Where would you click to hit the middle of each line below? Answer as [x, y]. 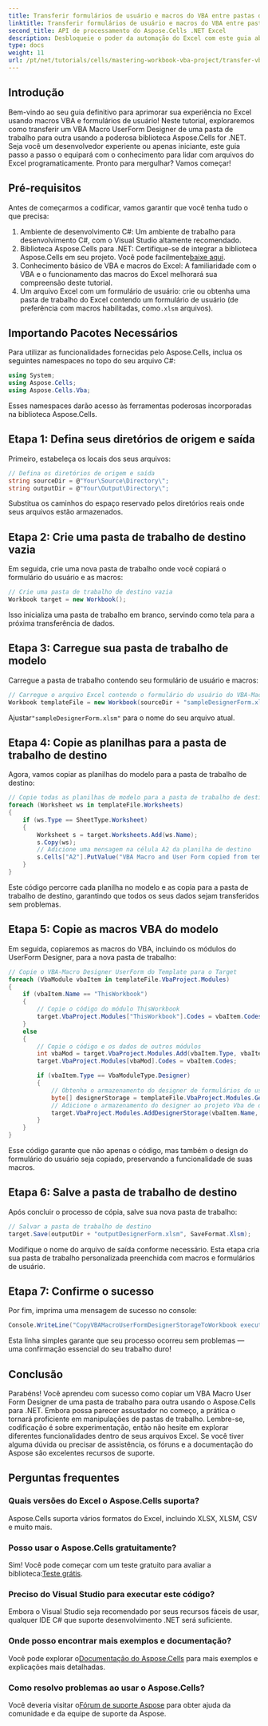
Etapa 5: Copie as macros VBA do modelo [114, 929]
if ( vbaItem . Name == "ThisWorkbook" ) [85, 994]
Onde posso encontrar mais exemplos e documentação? [120, 1641]
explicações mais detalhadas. [57, 1667]
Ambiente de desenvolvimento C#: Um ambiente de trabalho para [128, 231]
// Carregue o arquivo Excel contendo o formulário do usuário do [121, 695]
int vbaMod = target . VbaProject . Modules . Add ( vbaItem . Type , [137, 1054]
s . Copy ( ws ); [57, 842]
